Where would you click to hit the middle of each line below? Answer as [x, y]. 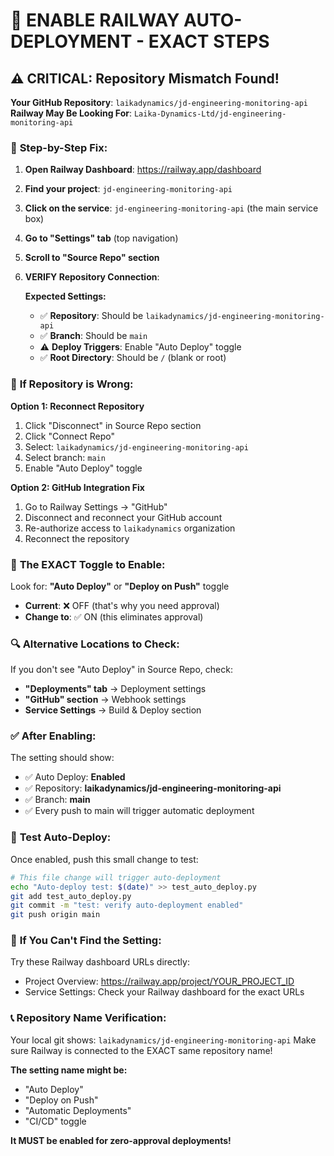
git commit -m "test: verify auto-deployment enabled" [127, 905]
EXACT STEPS [209, 41]
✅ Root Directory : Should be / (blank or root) [133, 358]
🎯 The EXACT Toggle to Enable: [88, 564]
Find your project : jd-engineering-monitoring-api [128, 189]
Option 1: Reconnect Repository [77, 406]
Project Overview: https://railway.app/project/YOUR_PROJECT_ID [159, 981]
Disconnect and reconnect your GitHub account [123, 517]
